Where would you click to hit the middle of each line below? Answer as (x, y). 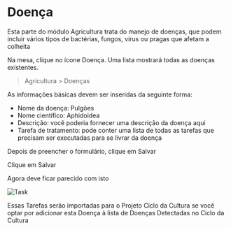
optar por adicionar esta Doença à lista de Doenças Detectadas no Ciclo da (116, 213)
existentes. (23, 67)
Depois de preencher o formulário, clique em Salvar (82, 151)
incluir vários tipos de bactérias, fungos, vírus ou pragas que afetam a (108, 38)
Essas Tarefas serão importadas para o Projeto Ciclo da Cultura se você (111, 205)
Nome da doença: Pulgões (56, 108)
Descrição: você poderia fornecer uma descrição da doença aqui (111, 122)
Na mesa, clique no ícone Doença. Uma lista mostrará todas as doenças (111, 59)
